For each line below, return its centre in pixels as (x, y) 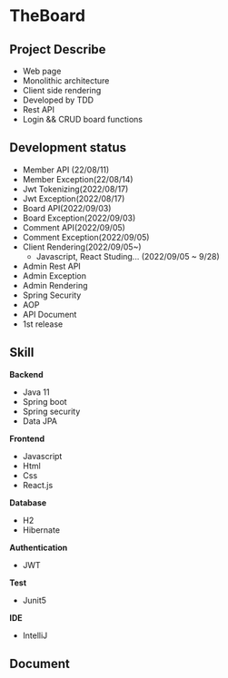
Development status (68, 147)
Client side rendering (62, 90)
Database (28, 502)
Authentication (39, 547)
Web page (42, 71)
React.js (38, 485)
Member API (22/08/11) (66, 170)
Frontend (27, 438)
